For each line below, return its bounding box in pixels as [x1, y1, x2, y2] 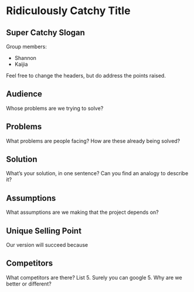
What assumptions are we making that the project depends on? [6, 209, 159, 216]
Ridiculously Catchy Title [6, 4, 131, 18]
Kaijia [14, 61, 28, 68]
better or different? [6, 280, 52, 287]
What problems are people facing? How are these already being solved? [6, 137, 181, 145]
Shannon [14, 55, 37, 61]
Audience [6, 89, 43, 99]
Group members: [6, 43, 47, 50]
